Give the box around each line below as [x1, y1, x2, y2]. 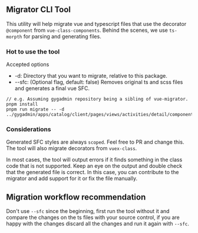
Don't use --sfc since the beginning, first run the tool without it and [6, 208, 170, 215]
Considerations [6, 125, 51, 134]
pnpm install [6, 101, 38, 108]
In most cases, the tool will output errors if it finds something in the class [6, 156, 183, 164]
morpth [6, 34, 22, 40]
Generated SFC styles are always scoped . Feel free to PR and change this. [6, 138, 184, 146]
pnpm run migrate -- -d [6, 106, 65, 112]
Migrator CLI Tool [6, 5, 71, 15]
